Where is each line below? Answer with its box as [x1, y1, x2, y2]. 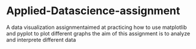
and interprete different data [6, 36, 76, 43]
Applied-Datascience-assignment [6, 4, 180, 18]
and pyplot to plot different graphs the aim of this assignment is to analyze [6, 30, 191, 37]
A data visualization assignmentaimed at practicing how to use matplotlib [6, 24, 188, 31]
